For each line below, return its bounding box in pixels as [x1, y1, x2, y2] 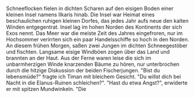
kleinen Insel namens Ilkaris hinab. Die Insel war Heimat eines [6, 11, 155, 18]
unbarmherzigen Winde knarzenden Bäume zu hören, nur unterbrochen [6, 61, 180, 68]
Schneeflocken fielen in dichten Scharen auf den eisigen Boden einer [6, 5, 174, 12]
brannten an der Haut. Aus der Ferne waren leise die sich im [6, 55, 152, 61]
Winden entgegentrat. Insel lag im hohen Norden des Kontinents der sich [6, 23, 182, 30]
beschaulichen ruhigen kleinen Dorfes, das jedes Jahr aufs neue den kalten [6, 17, 189, 24]
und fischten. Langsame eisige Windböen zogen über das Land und [6, 48, 170, 55]
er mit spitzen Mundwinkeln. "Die [6, 86, 86, 92]
